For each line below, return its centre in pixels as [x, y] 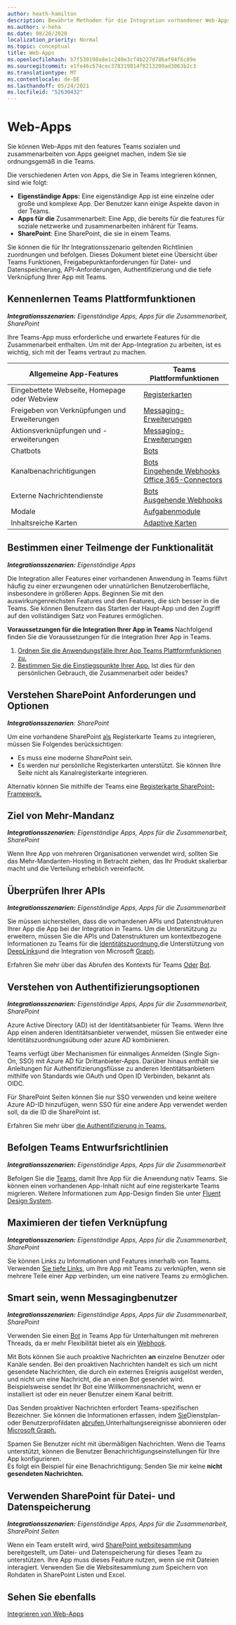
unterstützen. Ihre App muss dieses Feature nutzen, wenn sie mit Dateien [113, 1560]
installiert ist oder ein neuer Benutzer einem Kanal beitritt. [91, 1394]
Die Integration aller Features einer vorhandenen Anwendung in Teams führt [117, 578]
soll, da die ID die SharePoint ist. [54, 1112]
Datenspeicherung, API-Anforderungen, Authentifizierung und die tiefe [110, 270]
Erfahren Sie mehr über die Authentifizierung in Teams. [87, 1125]
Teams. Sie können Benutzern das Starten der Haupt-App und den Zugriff [114, 608]
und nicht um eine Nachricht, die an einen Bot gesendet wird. [96, 1380]
